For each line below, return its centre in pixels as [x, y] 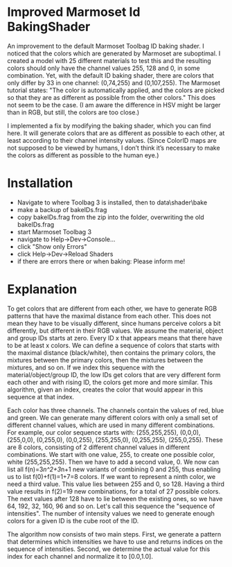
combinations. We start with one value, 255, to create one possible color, [111, 454]
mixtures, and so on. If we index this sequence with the [86, 367]
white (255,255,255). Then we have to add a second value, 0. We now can [113, 462]
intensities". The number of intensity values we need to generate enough [111, 513]
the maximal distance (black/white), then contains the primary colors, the [111, 352]
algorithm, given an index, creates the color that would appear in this [105, 390]
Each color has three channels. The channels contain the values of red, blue [116, 410]
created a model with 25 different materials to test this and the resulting [109, 60]
